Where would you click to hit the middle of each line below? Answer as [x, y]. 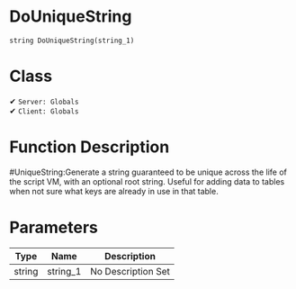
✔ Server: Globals [44, 101]
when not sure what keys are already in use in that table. [114, 191]
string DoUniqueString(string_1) [72, 41]
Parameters [54, 228]
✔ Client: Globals [44, 111]
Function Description [90, 147]
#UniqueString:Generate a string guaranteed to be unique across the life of [148, 172]
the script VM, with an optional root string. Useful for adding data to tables [147, 181]
